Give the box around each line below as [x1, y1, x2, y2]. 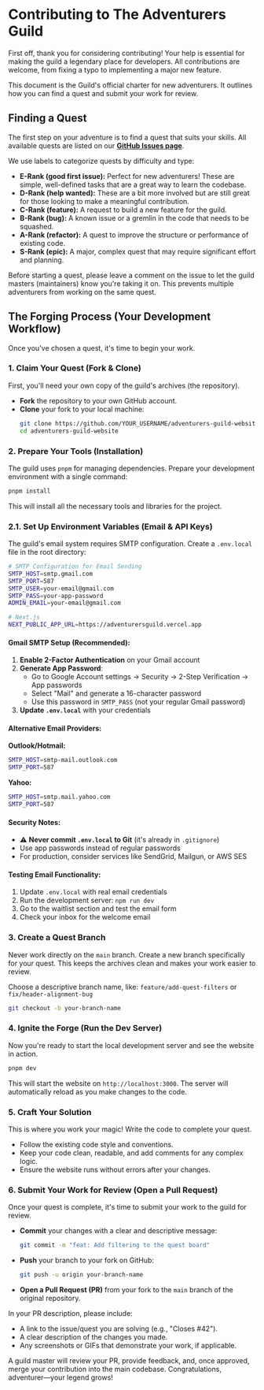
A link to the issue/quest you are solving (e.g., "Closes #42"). [19, 1324, 218, 1333]
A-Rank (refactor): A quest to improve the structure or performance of [19, 230, 249, 240]
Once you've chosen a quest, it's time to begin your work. [8, 343, 196, 352]
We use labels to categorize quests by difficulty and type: [8, 156, 195, 165]
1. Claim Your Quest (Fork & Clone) [8, 362, 141, 374]
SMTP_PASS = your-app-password [8, 592, 104, 600]
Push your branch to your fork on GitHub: [19, 1255, 155, 1265]
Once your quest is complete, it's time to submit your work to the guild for [8, 1202, 247, 1212]
